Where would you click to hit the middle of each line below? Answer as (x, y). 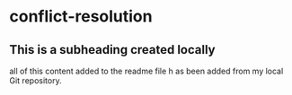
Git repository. (35, 81)
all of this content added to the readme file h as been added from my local (146, 71)
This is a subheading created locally (112, 50)
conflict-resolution (81, 17)
